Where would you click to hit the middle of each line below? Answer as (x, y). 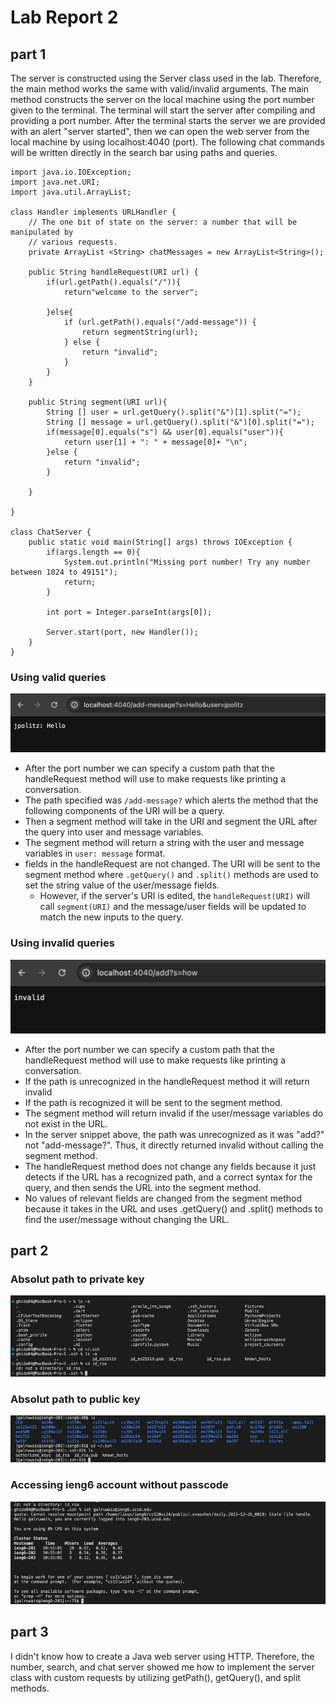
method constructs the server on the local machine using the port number (162, 99)
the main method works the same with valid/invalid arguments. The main (160, 89)
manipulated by (42, 232)
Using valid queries (58, 677)
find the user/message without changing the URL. (127, 1219)
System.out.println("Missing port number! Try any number (187, 562)
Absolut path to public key (75, 1399)
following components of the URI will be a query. (125, 811)
